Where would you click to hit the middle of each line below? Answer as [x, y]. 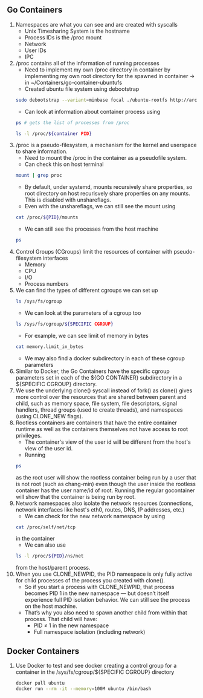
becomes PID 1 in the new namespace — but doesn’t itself [97, 593]
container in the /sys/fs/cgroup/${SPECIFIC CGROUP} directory [95, 672]
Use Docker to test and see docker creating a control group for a [96, 666]
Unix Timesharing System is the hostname [77, 31]
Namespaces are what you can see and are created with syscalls [96, 24]
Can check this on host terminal [64, 164]
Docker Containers [43, 651]
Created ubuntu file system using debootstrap [82, 89]
